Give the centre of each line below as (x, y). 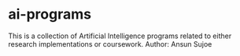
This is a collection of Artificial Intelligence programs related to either (120, 36)
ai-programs (50, 14)
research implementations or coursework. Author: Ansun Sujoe (110, 44)
